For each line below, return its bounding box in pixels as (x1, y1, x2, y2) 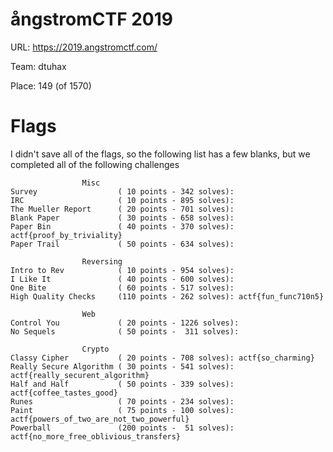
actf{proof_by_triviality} (10, 230, 123, 240)
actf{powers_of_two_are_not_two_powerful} (10, 414, 190, 424)
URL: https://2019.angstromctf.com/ (10, 41, 158, 53)
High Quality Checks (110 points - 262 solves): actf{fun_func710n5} (10, 291, 325, 302)
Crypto (81, 344, 110, 354)
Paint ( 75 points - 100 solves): (10, 405, 235, 415)
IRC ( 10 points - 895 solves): (10, 195, 235, 205)
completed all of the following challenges (10, 158, 180, 170)
